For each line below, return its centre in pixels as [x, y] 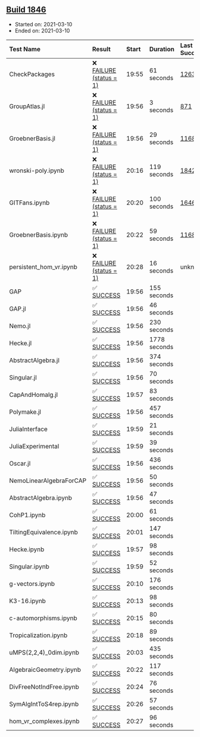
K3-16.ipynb [28, 601]
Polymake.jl [25, 412]
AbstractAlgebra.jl [34, 360]
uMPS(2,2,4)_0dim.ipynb [44, 652]
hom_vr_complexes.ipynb [44, 721]
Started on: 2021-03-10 [43, 24]
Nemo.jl [20, 326]
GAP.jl [18, 308]
